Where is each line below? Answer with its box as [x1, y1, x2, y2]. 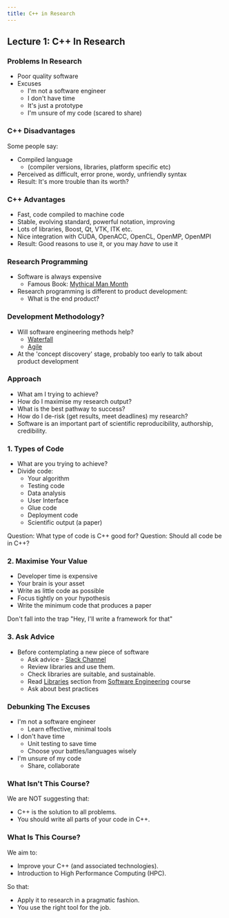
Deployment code [27, 511, 79, 519]
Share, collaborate [27, 761, 80, 769]
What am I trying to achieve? [17, 390, 99, 398]
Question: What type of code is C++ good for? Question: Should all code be [7, 532, 222, 540]
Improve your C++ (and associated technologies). [17, 861, 159, 870]
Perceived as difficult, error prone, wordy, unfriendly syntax [17, 170, 188, 178]
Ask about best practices [27, 684, 99, 693]
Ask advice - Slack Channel [27, 655, 106, 664]
